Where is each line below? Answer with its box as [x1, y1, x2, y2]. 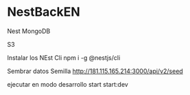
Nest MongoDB [7, 27, 51, 35]
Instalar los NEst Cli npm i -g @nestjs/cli [7, 53, 121, 62]
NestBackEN [7, 4, 80, 20]
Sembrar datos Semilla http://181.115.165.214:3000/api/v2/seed [7, 67, 183, 75]
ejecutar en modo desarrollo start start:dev [7, 80, 128, 88]
